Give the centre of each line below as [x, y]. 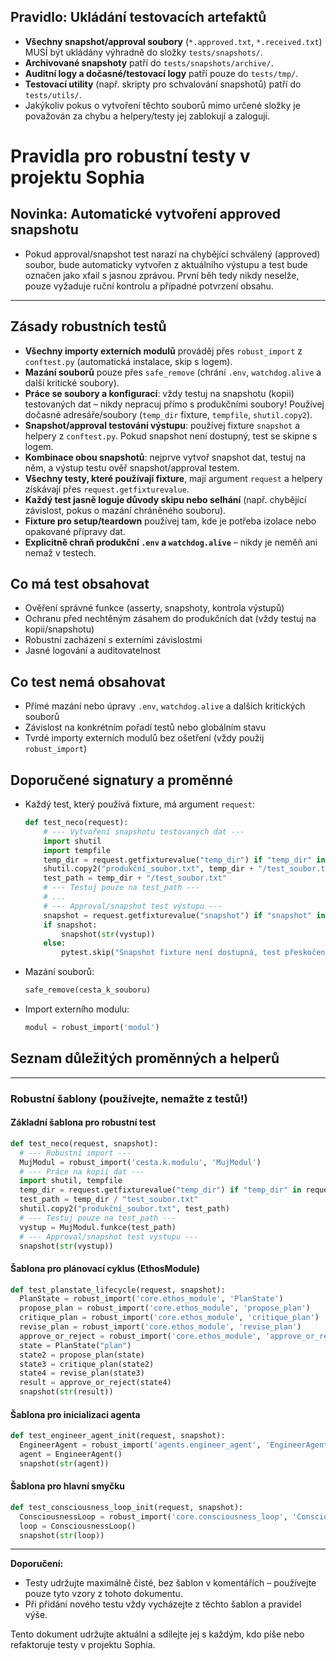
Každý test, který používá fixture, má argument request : [139, 804]
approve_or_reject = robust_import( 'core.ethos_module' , [140, 1336]
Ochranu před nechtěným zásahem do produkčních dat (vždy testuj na [170, 619]
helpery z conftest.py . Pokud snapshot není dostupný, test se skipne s [171, 436]
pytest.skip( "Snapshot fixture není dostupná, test [171, 953]
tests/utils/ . [53, 94]
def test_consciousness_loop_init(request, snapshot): [127, 1507]
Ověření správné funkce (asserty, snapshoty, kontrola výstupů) [154, 608]
